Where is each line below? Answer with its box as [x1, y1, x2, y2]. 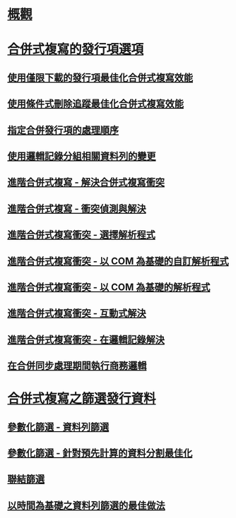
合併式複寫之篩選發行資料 [7, 391, 157, 406]
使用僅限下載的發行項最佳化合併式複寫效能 [7, 71, 193, 83]
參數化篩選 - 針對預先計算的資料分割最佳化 [7, 447, 193, 459]
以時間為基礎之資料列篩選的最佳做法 [7, 499, 165, 512]
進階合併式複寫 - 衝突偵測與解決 [7, 203, 146, 215]
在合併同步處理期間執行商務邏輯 [7, 360, 147, 372]
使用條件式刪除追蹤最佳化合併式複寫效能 [7, 98, 184, 110]
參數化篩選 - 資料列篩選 [7, 421, 110, 433]
